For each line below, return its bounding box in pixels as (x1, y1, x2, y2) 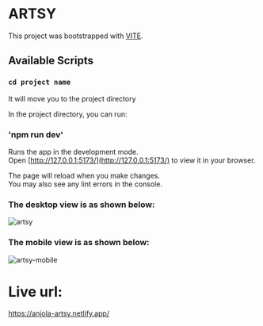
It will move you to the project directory (8, 94, 136, 103)
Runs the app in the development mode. (8, 147, 139, 156)
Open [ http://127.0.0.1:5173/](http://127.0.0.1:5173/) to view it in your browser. (8, 155, 256, 165)
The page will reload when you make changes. (8, 171, 161, 180)
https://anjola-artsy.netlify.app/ (8, 309, 109, 318)
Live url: (8, 282, 63, 301)
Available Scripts (8, 54, 93, 67)
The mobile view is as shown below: (8, 237, 150, 248)
